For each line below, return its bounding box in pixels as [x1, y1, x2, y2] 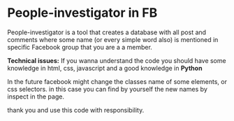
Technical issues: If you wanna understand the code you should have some [7, 56, 226, 64]
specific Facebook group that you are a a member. [7, 43, 152, 51]
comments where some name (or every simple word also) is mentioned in [7, 35, 219, 43]
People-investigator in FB [7, 5, 158, 21]
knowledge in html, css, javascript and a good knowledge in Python [7, 64, 203, 72]
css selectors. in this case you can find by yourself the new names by [7, 85, 208, 93]
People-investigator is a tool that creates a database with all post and [7, 28, 207, 36]
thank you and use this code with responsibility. [7, 106, 145, 114]
